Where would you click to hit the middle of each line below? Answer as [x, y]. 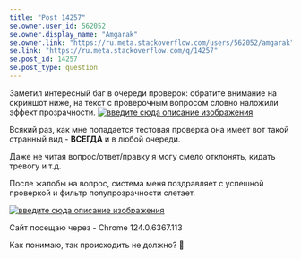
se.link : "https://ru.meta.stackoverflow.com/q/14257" [114, 51]
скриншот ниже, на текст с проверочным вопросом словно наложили [144, 102]
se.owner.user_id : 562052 [57, 26]
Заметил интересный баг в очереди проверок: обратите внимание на [143, 93]
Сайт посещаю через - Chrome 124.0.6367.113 [96, 227]
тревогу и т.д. [35, 166]
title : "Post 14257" [48, 17]
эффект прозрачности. [52, 112]
